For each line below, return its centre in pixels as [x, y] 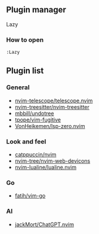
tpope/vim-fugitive [38, 120]
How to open [25, 39]
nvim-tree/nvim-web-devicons [52, 161]
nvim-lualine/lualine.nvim [45, 168]
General [18, 87]
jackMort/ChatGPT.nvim [44, 224]
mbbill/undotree [34, 113]
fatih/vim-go [30, 196]
